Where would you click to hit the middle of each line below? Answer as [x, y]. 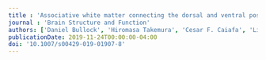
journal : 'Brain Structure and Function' [79, 23]
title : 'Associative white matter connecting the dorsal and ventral [127, 15]
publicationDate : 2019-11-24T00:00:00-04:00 [83, 37]
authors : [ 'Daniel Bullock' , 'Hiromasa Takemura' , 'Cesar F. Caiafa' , [127, 30]
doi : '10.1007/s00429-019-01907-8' [67, 44]
